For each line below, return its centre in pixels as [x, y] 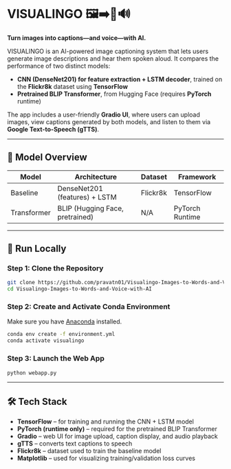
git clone [21, 283]
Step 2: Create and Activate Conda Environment [89, 307]
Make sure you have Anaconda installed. [65, 321]
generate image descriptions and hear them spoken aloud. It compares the [113, 58]
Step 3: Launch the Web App [56, 359]
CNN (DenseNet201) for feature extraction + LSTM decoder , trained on [120, 79]
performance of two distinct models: [59, 66]
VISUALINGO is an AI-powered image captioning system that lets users [108, 51]
